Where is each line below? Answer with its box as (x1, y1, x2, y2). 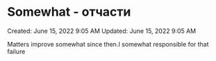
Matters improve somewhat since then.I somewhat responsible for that (7, 40, 210, 48)
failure (7, 47, 26, 56)
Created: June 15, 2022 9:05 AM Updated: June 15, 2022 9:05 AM (7, 27, 197, 35)
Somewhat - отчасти (7, 4, 131, 20)
